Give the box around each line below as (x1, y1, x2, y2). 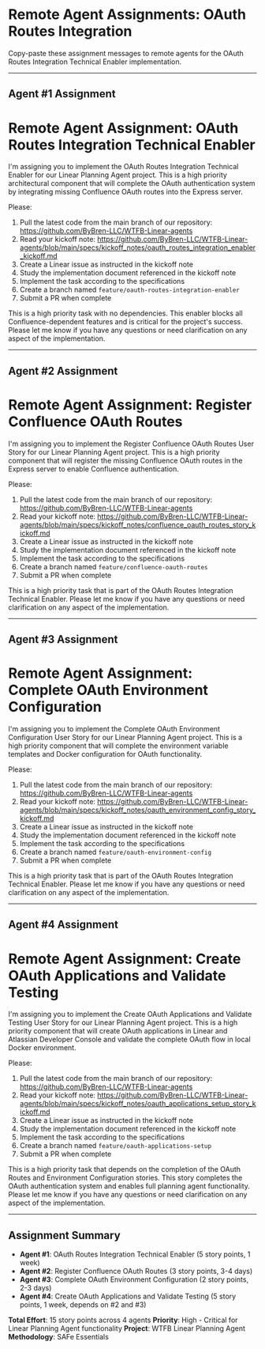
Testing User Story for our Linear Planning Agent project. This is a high (8, 1018, 238, 1027)
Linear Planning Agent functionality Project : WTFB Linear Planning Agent (8, 1324, 246, 1333)
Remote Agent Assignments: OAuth (8, 6, 247, 24)
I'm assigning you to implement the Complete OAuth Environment (8, 724, 221, 733)
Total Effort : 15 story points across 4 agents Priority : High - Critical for (8, 1315, 238, 1325)
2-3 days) (19, 1283, 52, 1293)
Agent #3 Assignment (8, 633, 118, 646)
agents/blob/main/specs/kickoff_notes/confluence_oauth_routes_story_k (19, 520, 256, 529)
